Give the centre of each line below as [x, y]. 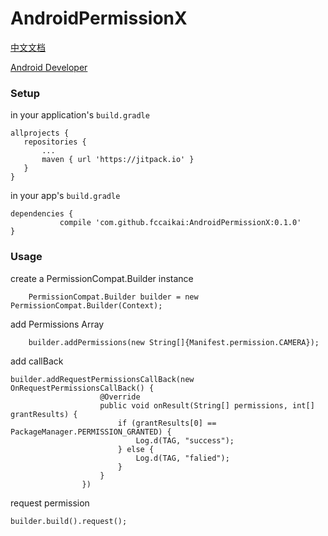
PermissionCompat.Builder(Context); [86, 305]
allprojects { [40, 133]
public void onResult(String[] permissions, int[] [207, 405]
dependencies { [42, 214]
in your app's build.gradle [65, 196]
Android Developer [49, 67]
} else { [136, 449]
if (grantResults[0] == [167, 423]
